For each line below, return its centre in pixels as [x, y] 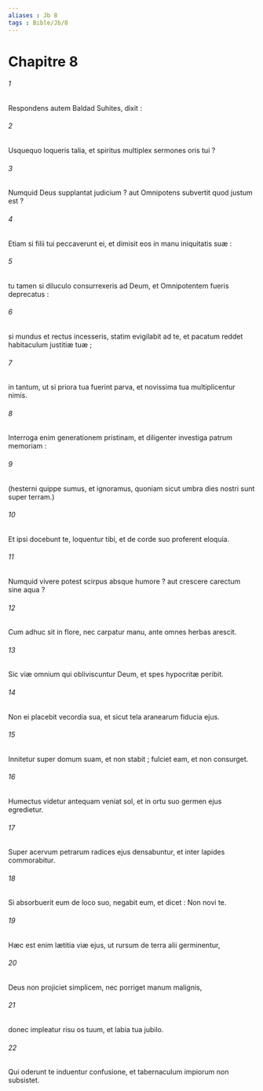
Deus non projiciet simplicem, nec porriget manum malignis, [105, 987]
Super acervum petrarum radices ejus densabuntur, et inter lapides [117, 852]
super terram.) [31, 496]
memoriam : [27, 446]
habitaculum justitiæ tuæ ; [50, 344]
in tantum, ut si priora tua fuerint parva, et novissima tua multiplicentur [122, 387]
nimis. [18, 395]
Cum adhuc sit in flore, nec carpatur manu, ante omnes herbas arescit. [122, 632]
